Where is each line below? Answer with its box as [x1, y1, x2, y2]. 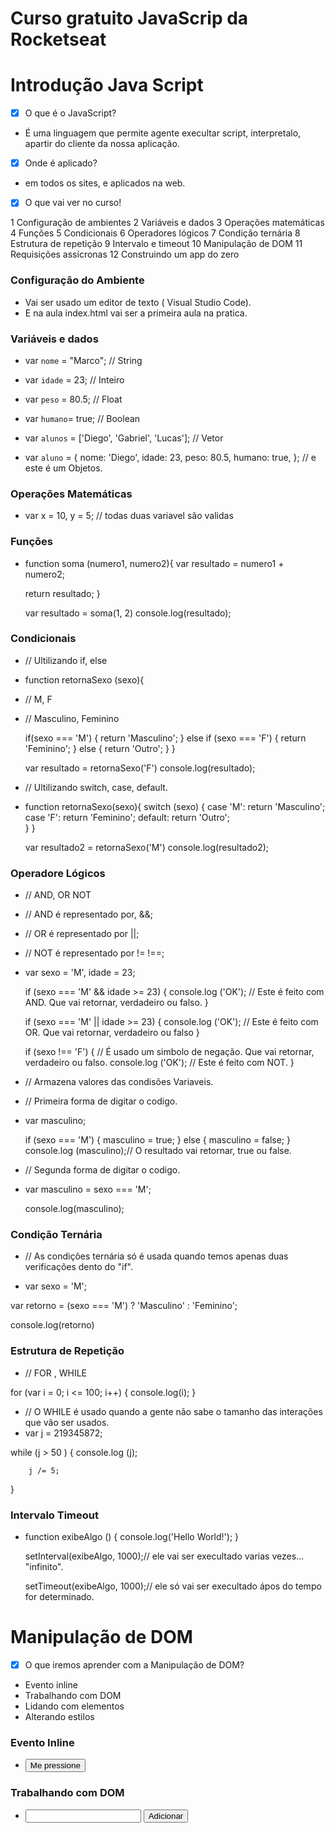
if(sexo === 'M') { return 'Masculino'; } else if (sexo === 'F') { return [24, 732, 307, 744]
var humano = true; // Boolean [24, 412, 141, 424]
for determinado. [24, 1590, 95, 1602]
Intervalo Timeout [10, 1508, 99, 1522]
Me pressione [29, 1760, 81, 1771]
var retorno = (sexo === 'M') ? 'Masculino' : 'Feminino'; [10, 1300, 238, 1312]
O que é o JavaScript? [24, 107, 117, 119]
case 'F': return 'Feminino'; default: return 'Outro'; [24, 811, 231, 823]
